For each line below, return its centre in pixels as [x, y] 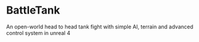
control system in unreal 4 [38, 33]
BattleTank [33, 10]
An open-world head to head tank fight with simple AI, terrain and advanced [100, 27]
